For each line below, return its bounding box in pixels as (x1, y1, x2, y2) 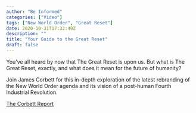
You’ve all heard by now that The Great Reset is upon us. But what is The (6, 58, 185, 65)
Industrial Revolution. (6, 89, 58, 96)
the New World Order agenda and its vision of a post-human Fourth (6, 82, 172, 89)
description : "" (6, 31, 46, 37)
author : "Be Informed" (6, 8, 63, 15)
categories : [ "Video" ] (6, 14, 63, 20)
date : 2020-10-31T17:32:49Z (6, 25, 76, 32)
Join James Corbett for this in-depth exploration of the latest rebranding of (6, 76, 190, 83)
